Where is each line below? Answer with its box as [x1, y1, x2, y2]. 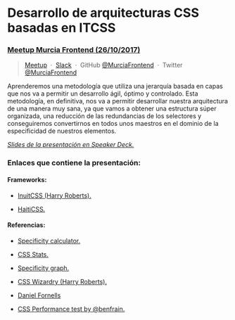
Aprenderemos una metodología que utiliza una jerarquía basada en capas [7, 82, 223, 91]
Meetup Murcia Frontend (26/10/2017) [7, 45, 141, 55]
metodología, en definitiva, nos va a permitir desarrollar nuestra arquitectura [7, 97, 229, 105]
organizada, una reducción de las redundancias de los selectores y [7, 112, 202, 120]
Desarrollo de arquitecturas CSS [7, 5, 199, 21]
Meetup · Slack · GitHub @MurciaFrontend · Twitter [24, 61, 183, 70]
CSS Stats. [17, 250, 49, 258]
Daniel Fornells [17, 290, 61, 300]
